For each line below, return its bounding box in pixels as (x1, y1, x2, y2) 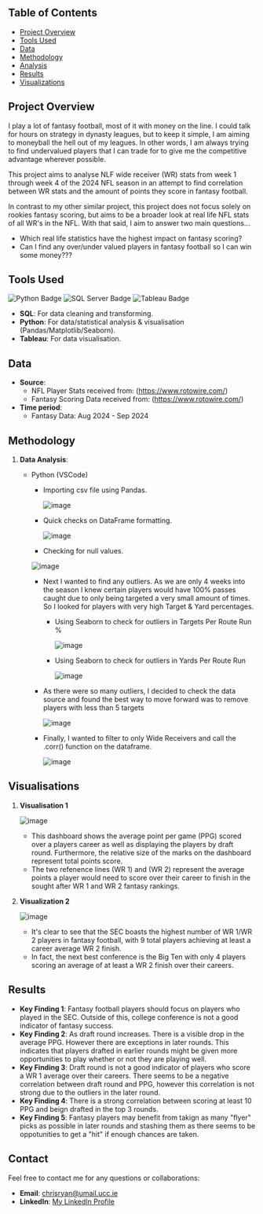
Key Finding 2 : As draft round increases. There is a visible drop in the (19, 1029, 245, 1039)
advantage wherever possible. (8, 154, 106, 164)
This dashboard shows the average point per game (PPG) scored (31, 831, 242, 841)
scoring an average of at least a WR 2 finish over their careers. (31, 960, 234, 969)
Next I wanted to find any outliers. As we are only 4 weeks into (42, 577, 246, 587)
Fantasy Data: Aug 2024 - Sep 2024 (31, 411, 149, 421)
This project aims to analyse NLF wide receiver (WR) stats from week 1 (8, 169, 237, 179)
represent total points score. (31, 856, 123, 866)
